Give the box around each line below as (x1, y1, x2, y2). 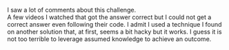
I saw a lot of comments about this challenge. (7, 6, 137, 14)
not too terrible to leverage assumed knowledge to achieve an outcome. (7, 35, 212, 43)
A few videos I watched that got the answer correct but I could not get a (7, 13, 212, 21)
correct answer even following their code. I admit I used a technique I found (7, 21, 222, 28)
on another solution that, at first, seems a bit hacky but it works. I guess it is (7, 27, 222, 36)
